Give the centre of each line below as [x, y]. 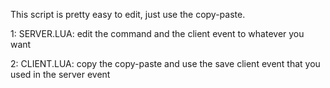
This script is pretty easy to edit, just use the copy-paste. [128, 14]
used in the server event [60, 74]
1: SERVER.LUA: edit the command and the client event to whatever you [157, 33]
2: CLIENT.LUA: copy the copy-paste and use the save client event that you [165, 63]
